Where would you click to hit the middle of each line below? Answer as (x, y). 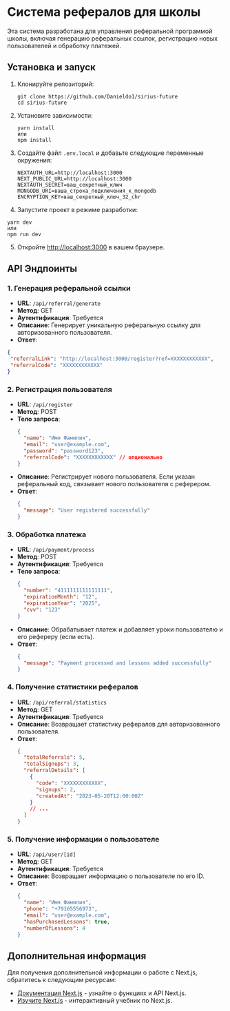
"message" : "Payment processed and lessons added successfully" (118, 663)
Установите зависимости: (55, 115)
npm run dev (24, 234)
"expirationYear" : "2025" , (62, 603)
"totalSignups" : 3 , (52, 764)
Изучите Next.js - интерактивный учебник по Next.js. (95, 1001)
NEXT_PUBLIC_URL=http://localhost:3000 (74, 179)
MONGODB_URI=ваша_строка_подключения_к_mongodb (86, 191)
